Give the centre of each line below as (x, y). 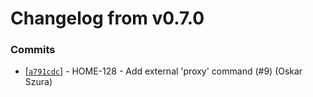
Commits (33, 50)
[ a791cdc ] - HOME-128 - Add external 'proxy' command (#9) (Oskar (163, 71)
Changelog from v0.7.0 (107, 18)
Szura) (38, 82)
